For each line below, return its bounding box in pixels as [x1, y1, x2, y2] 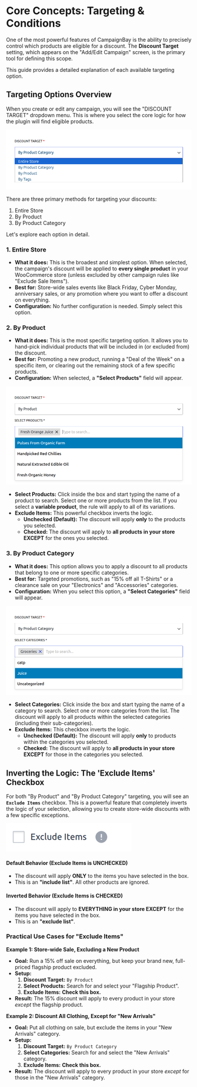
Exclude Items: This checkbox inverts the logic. [14, 726, 131, 733]
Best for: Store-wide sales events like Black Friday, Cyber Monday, [14, 284, 177, 291]
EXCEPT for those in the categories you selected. [23, 751, 143, 758]
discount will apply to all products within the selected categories [14, 714, 171, 721]
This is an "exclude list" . [14, 917, 75, 925]
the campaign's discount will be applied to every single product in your [14, 265, 189, 272]
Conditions [6, 16, 61, 30]
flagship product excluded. [31, 963, 97, 970]
